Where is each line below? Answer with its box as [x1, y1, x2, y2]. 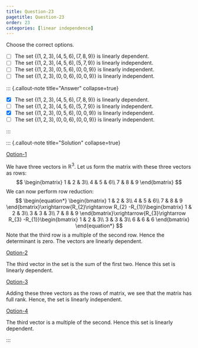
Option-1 [6, 150, 28, 157]
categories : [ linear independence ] [6, 25, 94, 31]
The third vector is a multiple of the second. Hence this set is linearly [6, 319, 173, 326]
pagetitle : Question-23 [6, 14, 65, 20]
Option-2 [6, 249, 28, 257]
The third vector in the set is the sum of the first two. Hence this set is [6, 261, 176, 268]
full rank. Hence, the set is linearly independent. [6, 296, 123, 303]
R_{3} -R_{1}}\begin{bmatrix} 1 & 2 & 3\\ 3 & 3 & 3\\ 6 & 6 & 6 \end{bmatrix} [8, 216, 190, 223]
